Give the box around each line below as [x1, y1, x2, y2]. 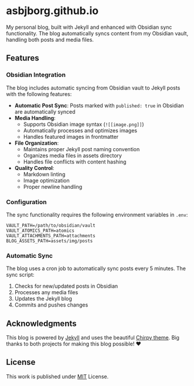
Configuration [6, 198, 47, 206]
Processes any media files [14, 289, 79, 296]
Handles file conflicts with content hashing [23, 158, 127, 165]
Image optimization [23, 177, 70, 184]
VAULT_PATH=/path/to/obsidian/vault [6, 222, 96, 228]
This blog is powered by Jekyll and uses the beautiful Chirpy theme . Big [6, 334, 180, 341]
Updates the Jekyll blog [14, 295, 72, 302]
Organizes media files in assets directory [23, 152, 122, 159]
